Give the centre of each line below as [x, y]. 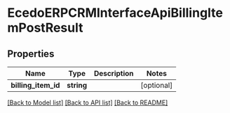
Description [114, 73]
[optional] [157, 85]
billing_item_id [35, 85]
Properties [31, 54]
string [77, 85]
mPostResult [45, 28]
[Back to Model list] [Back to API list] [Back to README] [88, 102]
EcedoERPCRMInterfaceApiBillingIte [115, 13]
